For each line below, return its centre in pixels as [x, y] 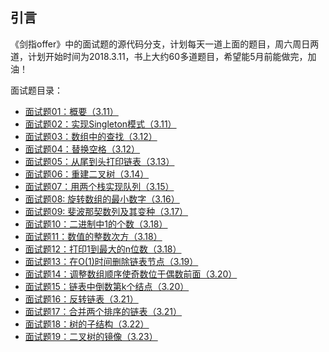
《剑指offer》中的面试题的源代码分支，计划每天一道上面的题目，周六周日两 [165, 44]
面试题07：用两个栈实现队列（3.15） [99, 186]
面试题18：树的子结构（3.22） [87, 324]
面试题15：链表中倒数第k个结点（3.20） [107, 286]
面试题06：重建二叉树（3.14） [87, 174]
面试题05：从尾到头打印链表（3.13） [99, 161]
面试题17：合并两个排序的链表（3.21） [103, 311]
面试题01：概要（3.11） [71, 111]
